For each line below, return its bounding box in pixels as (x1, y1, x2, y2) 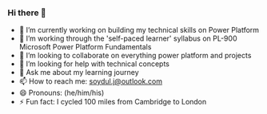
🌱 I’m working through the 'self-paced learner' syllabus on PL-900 (18, 33, 237, 43)
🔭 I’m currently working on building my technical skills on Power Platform (18, 26, 260, 35)
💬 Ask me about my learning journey (18, 68, 139, 77)
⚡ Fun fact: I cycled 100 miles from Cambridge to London (18, 97, 207, 107)
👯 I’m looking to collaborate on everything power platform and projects (18, 51, 252, 61)
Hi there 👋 (7, 7, 47, 18)
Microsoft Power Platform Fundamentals (18, 42, 152, 52)
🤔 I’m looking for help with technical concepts (18, 59, 169, 69)
